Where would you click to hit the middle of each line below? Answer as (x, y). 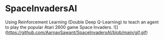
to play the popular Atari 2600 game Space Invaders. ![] (62, 27)
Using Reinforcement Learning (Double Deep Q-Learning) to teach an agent (82, 22)
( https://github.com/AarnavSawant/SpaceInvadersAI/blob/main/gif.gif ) (77, 32)
